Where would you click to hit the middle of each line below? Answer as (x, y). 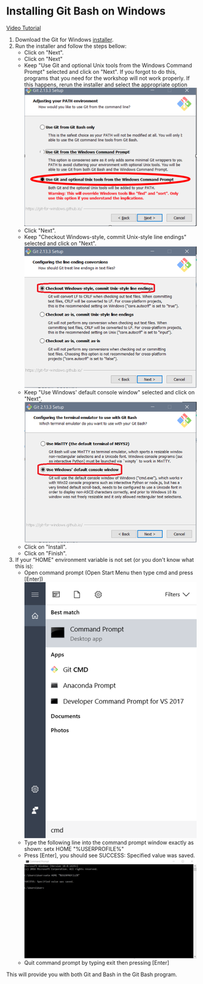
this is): (24, 566)
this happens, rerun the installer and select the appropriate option (105, 84)
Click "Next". (40, 230)
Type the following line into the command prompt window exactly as (109, 842)
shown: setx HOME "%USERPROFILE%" (74, 849)
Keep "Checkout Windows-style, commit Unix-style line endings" (105, 237)
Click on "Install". (45, 547)
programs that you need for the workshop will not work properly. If (107, 78)
